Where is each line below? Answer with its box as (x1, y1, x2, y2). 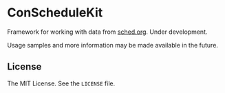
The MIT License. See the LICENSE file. (7, 79, 116, 87)
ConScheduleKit (7, 5, 103, 21)
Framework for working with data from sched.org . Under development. (7, 28, 208, 36)
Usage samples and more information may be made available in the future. (7, 41, 219, 49)
